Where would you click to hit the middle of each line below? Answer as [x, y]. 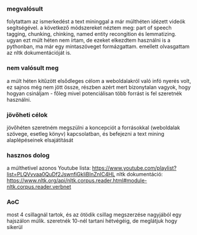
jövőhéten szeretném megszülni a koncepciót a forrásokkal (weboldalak [94, 127]
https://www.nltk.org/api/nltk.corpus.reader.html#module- [77, 180]
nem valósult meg [33, 68]
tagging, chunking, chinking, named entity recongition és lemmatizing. [91, 34]
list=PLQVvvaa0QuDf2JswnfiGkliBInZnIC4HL [61, 174]
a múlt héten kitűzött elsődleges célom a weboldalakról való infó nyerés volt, [99, 80]
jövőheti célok [27, 115]
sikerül [15, 227]
